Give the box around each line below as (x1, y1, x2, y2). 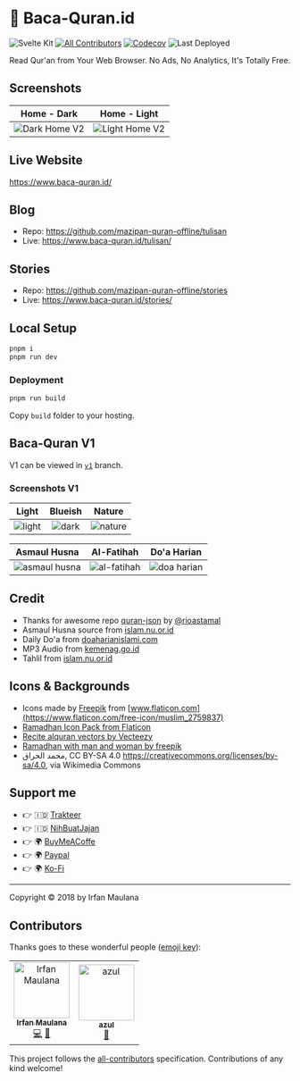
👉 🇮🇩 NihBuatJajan (21, 823, 100, 834)
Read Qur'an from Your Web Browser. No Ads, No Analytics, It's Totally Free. (9, 54, 291, 65)
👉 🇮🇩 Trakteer (21, 809, 82, 820)
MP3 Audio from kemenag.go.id (21, 643, 140, 654)
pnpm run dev (9, 352, 58, 361)
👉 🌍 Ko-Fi (21, 863, 65, 874)
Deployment (9, 373, 64, 386)
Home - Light (99, 107, 159, 120)
